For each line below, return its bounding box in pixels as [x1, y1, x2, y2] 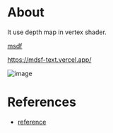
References [7, 94, 76, 110]
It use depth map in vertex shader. [7, 28, 107, 36]
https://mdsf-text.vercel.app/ [7, 55, 92, 64]
